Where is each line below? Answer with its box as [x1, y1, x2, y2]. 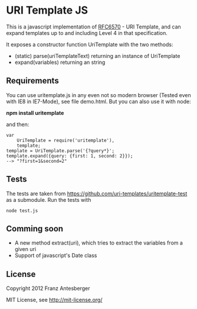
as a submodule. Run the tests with [6, 196, 91, 203]
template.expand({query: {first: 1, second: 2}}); [6, 153, 133, 159]
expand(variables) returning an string [14, 59, 106, 66]
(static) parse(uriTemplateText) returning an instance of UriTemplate [14, 52, 180, 59]
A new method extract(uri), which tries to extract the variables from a [14, 239, 183, 246]
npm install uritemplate [6, 109, 64, 116]
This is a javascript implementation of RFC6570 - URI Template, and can [6, 23, 181, 30]
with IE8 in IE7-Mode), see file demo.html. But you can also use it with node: [6, 98, 191, 105]
